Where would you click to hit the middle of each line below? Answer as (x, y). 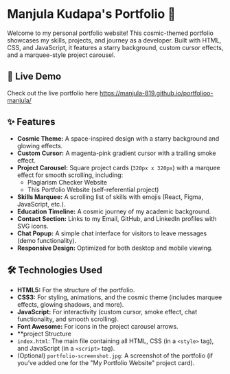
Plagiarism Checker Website (67, 182)
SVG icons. (33, 226)
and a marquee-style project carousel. (61, 55)
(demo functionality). (47, 240)
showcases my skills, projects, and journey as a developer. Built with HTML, (114, 40)
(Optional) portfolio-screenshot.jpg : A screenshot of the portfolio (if (115, 355)
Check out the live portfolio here (53, 93)
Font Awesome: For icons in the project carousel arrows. (97, 327)
